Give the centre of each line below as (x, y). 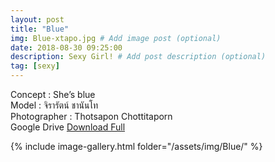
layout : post (37, 19)
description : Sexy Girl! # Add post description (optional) (138, 57)
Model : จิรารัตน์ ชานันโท (54, 105)
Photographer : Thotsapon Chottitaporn (91, 116)
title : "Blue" (40, 29)
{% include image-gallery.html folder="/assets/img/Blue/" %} (136, 146)
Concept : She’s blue (53, 94)
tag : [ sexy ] (35, 66)
